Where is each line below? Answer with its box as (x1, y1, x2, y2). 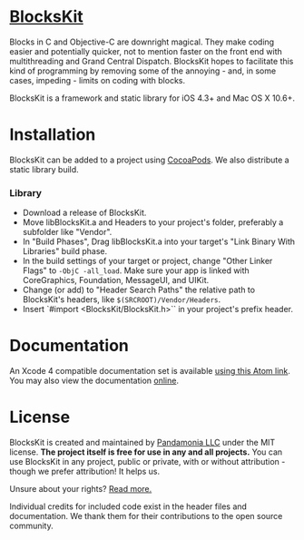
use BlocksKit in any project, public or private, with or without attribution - (9, 457, 286, 467)
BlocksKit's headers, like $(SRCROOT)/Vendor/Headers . (22, 294, 221, 305)
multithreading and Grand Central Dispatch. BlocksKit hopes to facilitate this (9, 55, 294, 66)
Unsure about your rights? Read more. (9, 484, 152, 495)
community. (9, 520, 54, 532)
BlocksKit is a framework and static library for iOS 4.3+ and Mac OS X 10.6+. (9, 93, 295, 103)
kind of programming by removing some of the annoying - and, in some (9, 65, 277, 76)
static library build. (9, 163, 79, 174)
